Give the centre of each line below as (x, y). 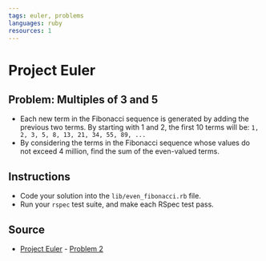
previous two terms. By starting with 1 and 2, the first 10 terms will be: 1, (139, 127)
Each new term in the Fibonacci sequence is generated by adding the (135, 119)
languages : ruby (35, 23)
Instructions (39, 177)
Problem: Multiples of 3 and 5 (83, 100)
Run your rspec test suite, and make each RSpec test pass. (117, 204)
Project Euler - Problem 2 (62, 249)
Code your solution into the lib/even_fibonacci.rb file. (111, 196)
